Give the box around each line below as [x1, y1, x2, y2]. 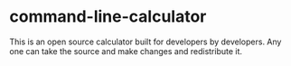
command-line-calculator [9, 6, 207, 27]
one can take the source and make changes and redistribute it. [9, 45, 242, 56]
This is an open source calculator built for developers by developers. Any [9, 36, 282, 47]
